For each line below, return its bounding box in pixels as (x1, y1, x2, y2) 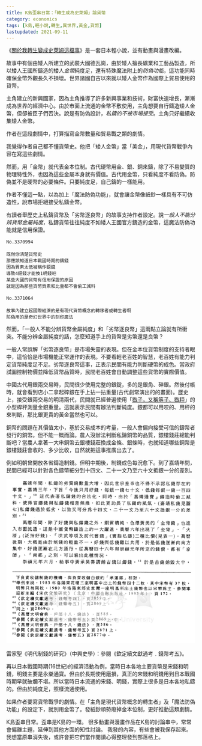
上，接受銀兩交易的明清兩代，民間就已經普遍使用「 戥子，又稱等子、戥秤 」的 (6, 396, 195, 403)
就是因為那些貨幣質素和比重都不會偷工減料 (6, 283, 96, 290)
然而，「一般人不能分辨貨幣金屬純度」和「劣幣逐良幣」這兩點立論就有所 (6, 325, 182, 333)
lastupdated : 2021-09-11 (6, 29, 68, 35)
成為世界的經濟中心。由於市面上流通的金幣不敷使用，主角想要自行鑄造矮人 (6, 102, 190, 109)
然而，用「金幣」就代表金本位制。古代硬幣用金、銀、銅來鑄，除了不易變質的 (6, 163, 195, 171)
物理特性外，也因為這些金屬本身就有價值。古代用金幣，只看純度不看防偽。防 (6, 171, 195, 178)
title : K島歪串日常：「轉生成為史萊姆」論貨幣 (6, 10, 106, 16)
